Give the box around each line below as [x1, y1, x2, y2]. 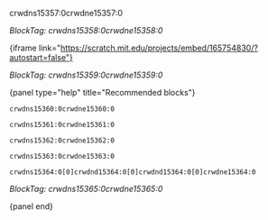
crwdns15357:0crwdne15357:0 [9, 8, 124, 18]
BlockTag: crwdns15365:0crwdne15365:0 [9, 184, 163, 194]
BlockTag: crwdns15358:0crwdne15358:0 [9, 25, 163, 35]
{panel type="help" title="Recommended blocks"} [9, 87, 196, 97]
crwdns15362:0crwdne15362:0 [9, 136, 116, 145]
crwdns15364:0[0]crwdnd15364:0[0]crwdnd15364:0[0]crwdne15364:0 [9, 168, 256, 177]
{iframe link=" [9, 42, 61, 53]
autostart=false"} [9, 52, 74, 62]
